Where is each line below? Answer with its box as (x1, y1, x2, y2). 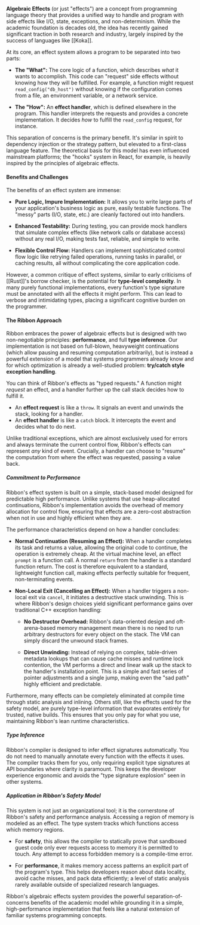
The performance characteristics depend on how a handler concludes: (6, 526, 180, 533)
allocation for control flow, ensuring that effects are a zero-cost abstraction (6, 508, 191, 515)
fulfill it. (6, 392, 25, 400)
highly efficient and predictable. (23, 681, 103, 688)
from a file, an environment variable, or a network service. (14, 92, 158, 99)
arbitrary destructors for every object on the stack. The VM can (23, 631, 180, 638)
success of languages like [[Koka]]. (6, 37, 93, 44)
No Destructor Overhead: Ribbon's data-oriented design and (23, 618, 175, 625)
